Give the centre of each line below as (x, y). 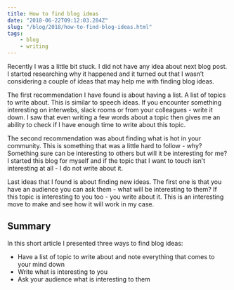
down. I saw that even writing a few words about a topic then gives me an (114, 117)
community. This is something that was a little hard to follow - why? (105, 146)
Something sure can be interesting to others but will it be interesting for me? (117, 153)
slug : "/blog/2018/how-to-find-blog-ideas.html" (80, 27)
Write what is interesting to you (62, 272)
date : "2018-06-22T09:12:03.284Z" (58, 20)
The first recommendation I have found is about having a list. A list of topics (117, 95)
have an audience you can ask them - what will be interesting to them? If (112, 189)
